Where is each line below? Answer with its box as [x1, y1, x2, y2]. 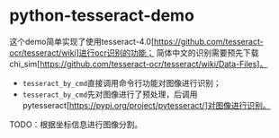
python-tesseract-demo [9, 5, 195, 26]
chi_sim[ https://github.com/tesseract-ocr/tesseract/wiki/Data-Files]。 [9, 58, 268, 69]
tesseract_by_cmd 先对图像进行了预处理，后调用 [22, 89, 198, 99]
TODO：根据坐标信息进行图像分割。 [9, 118, 143, 130]
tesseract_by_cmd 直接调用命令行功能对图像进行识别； [22, 77, 222, 88]
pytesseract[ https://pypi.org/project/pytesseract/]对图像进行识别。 [22, 99, 272, 110]
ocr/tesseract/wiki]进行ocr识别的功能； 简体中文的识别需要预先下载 [9, 47, 259, 58]
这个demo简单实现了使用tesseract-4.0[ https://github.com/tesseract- [9, 36, 264, 47]
